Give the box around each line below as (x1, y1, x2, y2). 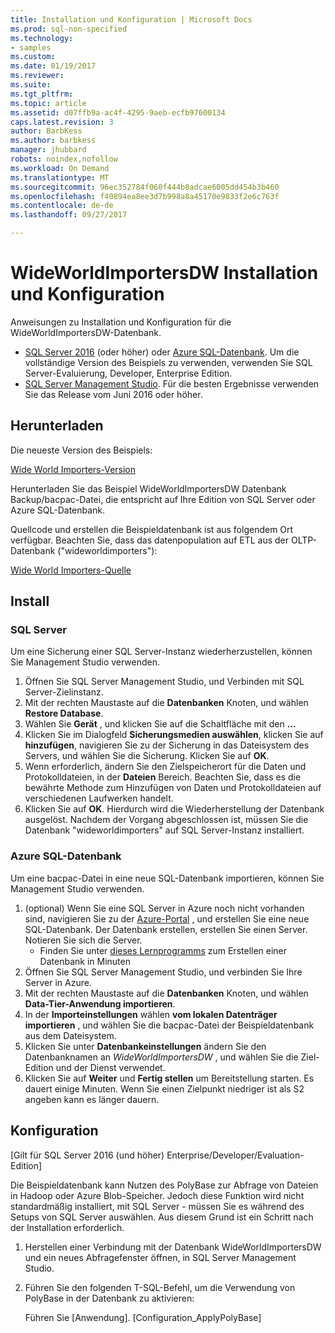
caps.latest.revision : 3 (10, 117, 114, 127)
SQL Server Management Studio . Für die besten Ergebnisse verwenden (24, 377, 320, 390)
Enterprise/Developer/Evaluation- (166, 1149, 305, 1161)
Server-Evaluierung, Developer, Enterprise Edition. (24, 367, 233, 379)
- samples (10, 42, 52, 53)
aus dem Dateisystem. (24, 1029, 117, 1041)
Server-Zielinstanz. (24, 686, 104, 698)
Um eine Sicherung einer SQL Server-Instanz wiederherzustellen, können (10, 646, 313, 658)
